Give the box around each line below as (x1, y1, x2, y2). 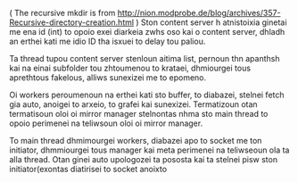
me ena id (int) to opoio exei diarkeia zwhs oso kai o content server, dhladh (9, 27, 286, 37)
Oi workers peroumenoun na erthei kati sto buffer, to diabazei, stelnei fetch (9, 89, 285, 100)
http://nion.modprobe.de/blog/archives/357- (117, 8, 281, 18)
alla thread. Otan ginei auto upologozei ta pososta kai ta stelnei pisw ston (9, 154, 278, 164)
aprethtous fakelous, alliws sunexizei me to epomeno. (9, 72, 207, 83)
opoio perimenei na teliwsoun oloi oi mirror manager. (9, 118, 203, 128)
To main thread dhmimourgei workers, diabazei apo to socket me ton (9, 136, 262, 145)
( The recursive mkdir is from (9, 8, 116, 18)
